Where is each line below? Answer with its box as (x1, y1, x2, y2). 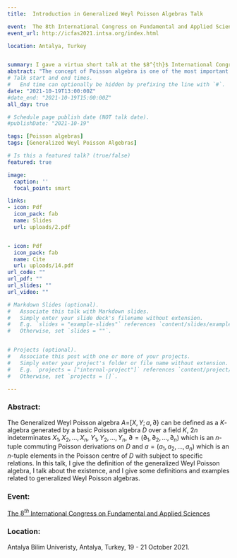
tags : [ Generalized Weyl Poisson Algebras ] (7, 139, 138, 147)
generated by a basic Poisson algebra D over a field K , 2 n (30, 425, 198, 434)
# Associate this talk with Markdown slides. (7, 308, 150, 315)
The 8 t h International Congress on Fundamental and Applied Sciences (7, 508, 210, 518)
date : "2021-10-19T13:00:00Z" (7, 88, 97, 95)
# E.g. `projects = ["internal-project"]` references (7, 366, 175, 373)
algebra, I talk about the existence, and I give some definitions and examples (7, 467, 230, 475)
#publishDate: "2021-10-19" (7, 120, 90, 127)
